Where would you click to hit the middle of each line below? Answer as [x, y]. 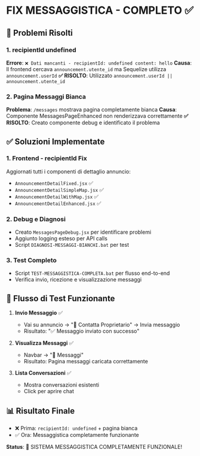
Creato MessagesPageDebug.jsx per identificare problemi [83, 232]
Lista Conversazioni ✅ [43, 373]
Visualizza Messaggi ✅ [44, 343]
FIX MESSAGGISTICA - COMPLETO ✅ [100, 10]
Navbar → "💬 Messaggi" [53, 355]
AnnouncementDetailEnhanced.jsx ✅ [58, 203]
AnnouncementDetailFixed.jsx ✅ [54, 183]
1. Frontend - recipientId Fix [47, 158]
